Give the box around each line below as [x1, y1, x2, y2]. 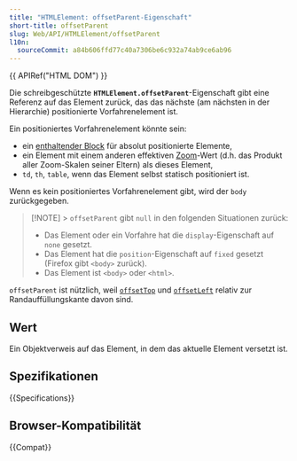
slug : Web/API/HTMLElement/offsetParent [9, 29, 161, 38]
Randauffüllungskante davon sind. [9, 294, 134, 305]
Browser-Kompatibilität [9, 418, 142, 434]
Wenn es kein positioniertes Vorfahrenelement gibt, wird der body [9, 186, 247, 197]
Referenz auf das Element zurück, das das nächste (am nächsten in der [9, 97, 270, 107]
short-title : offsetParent [9, 21, 109, 30]
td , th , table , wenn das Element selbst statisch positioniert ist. [21, 169, 250, 180]
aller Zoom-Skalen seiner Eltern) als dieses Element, [21, 160, 214, 170]
